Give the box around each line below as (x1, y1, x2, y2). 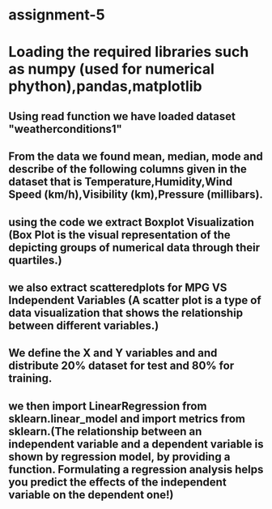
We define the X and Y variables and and (8, 346, 218, 360)
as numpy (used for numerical (8, 60, 215, 79)
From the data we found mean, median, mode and (8, 150, 263, 164)
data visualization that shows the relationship (8, 306, 244, 319)
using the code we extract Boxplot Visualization (8, 215, 255, 229)
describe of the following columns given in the (8, 162, 247, 176)
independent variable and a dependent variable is (8, 437, 264, 451)
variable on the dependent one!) (8, 488, 174, 502)
